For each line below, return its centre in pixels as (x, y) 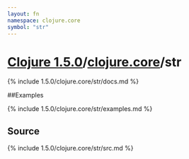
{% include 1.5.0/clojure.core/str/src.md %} (70, 148)
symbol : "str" (28, 27)
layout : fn (23, 14)
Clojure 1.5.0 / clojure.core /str (94, 62)
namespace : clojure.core (44, 20)
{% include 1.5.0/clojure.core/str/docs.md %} (73, 81)
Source (24, 131)
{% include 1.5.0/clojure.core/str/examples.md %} (80, 109)
